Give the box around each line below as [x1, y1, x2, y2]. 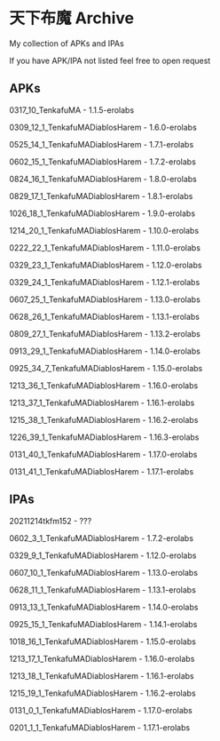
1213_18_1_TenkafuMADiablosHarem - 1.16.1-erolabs [9, 670, 194, 681]
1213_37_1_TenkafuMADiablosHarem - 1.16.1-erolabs [9, 397, 195, 408]
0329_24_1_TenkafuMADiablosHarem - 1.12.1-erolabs [9, 276, 200, 287]
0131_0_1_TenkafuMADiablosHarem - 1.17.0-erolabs [9, 705, 192, 715]
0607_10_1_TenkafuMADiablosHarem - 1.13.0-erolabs [9, 567, 198, 578]
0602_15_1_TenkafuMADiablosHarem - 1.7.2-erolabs [9, 156, 197, 167]
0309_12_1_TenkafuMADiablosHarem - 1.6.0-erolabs [9, 122, 197, 132]
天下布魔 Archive [9, 8, 135, 28]
